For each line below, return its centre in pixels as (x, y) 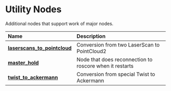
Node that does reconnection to (115, 59)
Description (91, 36)
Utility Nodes (34, 9)
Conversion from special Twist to (116, 74)
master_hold (23, 62)
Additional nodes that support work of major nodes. (59, 24)
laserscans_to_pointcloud (40, 48)
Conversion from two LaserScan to (118, 44)
